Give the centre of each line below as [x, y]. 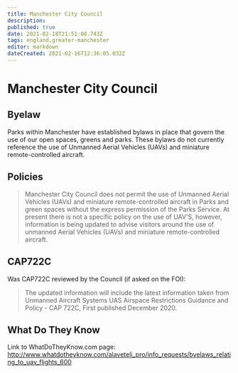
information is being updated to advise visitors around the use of [119, 224]
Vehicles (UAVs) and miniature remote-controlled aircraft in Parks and [126, 201]
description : [27, 21]
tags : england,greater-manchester [59, 40]
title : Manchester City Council [55, 14]
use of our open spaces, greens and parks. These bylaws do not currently [116, 139]
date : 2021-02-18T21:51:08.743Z [55, 34]
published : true [31, 27]
